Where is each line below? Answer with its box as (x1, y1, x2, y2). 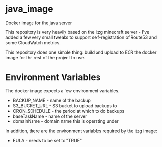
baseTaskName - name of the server (12, 113, 87, 119)
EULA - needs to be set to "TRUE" (12, 137, 82, 143)
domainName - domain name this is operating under (12, 118, 119, 124)
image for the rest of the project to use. (5, 54, 85, 60)
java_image (5, 3, 53, 15)
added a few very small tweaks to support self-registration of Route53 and (5, 34, 157, 40)
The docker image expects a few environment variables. (5, 88, 120, 94)
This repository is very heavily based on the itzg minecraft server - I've (5, 29, 150, 35)
